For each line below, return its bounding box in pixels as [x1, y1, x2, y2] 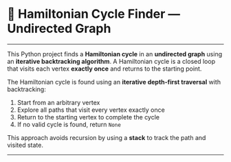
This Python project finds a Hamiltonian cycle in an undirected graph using [7, 49, 223, 58]
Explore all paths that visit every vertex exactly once [16, 106, 165, 114]
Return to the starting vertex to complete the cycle [16, 113, 160, 121]
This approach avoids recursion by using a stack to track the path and [7, 133, 206, 141]
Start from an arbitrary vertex [16, 98, 100, 106]
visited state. [7, 141, 43, 149]
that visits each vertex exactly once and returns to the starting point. [7, 65, 202, 73]
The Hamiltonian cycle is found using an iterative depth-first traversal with [7, 78, 221, 86]
